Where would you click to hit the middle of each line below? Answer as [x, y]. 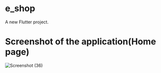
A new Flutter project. [27, 22]
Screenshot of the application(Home [81, 42]
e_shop [20, 9]
